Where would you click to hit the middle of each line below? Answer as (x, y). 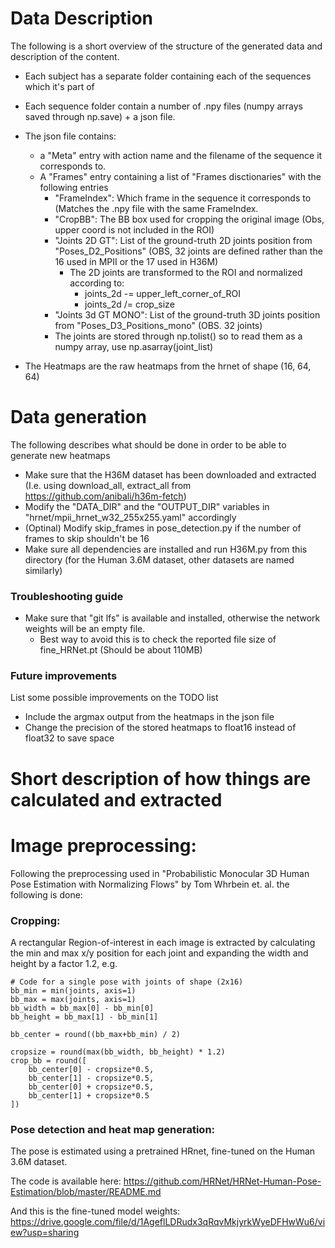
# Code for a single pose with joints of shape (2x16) (127, 982)
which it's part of (59, 86)
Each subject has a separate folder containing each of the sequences (168, 76)
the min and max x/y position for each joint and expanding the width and (159, 953)
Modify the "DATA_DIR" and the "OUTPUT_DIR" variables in (147, 506)
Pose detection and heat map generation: (113, 1129)
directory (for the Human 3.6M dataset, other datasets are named (159, 559)
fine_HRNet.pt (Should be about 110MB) (121, 650)
